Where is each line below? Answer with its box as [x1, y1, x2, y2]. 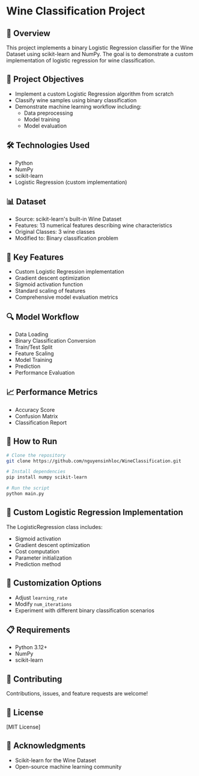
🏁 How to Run [6, 436, 58, 447]
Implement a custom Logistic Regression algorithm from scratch [14, 90, 174, 97]
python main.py [6, 491, 44, 497]
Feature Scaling [14, 350, 54, 357]
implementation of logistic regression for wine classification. [6, 57, 156, 64]
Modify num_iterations [14, 600, 72, 608]
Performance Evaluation [14, 369, 75, 376]
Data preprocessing [23, 109, 73, 117]
